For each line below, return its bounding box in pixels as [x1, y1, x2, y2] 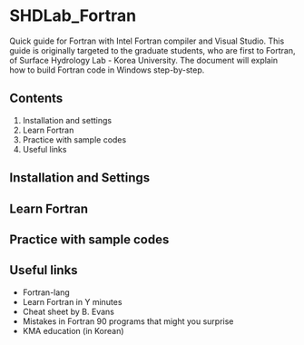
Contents [9, 91, 64, 106]
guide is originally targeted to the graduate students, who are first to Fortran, [9, 44, 296, 55]
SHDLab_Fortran [9, 5, 137, 26]
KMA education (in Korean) [22, 325, 124, 336]
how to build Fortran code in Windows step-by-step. [9, 64, 205, 75]
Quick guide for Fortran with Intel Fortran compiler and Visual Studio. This [9, 35, 285, 46]
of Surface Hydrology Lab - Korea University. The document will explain [9, 54, 279, 65]
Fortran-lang [22, 287, 70, 298]
